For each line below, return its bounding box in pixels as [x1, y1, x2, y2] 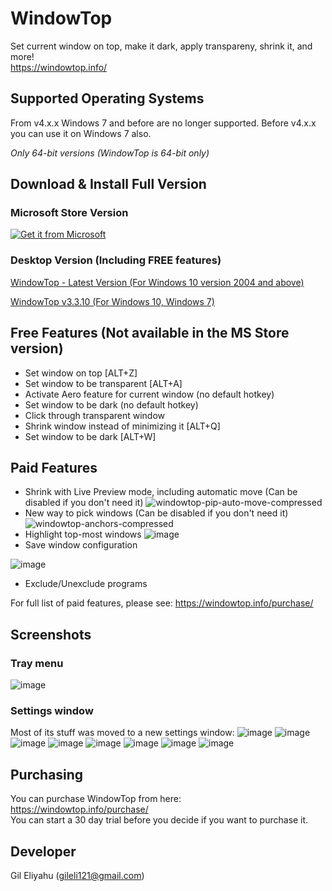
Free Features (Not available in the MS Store [10, 325, 290, 342]
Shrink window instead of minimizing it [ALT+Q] [24, 420, 221, 432]
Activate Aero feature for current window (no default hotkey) [24, 388, 275, 400]
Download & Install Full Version [10, 176, 207, 193]
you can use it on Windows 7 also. [10, 127, 152, 139]
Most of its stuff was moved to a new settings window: [10, 727, 235, 739]
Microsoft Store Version [10, 206, 129, 220]
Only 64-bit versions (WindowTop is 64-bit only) [10, 147, 210, 159]
